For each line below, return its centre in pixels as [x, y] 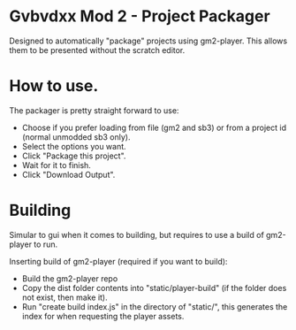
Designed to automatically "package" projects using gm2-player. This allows [148, 41]
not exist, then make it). [65, 297]
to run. [46, 244]
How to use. [54, 86]
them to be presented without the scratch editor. [97, 50]
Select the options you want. [74, 146]
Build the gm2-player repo [70, 278]
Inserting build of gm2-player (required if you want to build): [118, 261]
